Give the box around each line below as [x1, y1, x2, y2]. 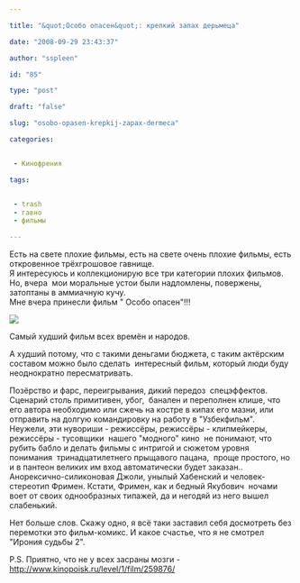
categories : [9, 135, 54, 144]
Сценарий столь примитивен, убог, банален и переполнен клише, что [9, 395, 281, 405]
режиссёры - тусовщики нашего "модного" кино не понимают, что [9, 433, 272, 444]
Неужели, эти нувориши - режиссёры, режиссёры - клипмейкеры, [9, 424, 268, 434]
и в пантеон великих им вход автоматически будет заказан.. [9, 461, 243, 473]
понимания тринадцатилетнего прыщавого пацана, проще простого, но [9, 452, 291, 463]
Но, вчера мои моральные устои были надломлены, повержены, [9, 278, 262, 288]
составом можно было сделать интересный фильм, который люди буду [9, 358, 289, 369]
